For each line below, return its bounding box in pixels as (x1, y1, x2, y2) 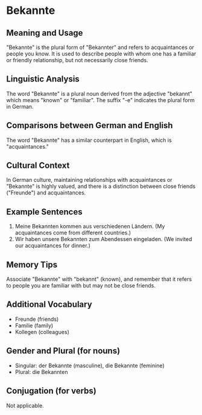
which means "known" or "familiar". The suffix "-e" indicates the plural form (6, 96, 195, 103)
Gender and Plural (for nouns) (6, 346, 121, 356)
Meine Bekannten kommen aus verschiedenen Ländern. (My (14, 223, 165, 230)
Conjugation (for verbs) (6, 386, 96, 396)
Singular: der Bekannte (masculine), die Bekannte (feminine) (14, 362, 165, 369)
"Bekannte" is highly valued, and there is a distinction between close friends (6, 182, 196, 190)
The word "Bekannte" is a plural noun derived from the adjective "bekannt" (6, 90, 193, 97)
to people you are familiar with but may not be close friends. (6, 282, 156, 289)
